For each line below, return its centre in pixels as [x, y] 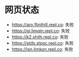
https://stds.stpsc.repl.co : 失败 [43, 43]
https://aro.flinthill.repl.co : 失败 [43, 25]
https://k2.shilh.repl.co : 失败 [40, 37]
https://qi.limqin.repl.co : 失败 [41, 30]
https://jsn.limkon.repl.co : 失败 [42, 49]
